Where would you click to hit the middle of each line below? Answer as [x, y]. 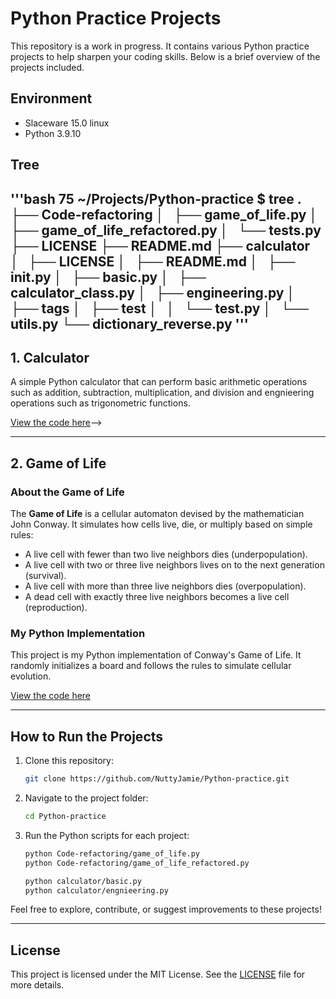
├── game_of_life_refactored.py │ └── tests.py [166, 230]
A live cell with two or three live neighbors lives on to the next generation [174, 565]
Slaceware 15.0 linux [67, 123]
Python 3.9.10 [53, 133]
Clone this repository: [69, 761]
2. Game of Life [58, 463]
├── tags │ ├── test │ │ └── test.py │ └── [159, 308]
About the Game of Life [67, 492]
